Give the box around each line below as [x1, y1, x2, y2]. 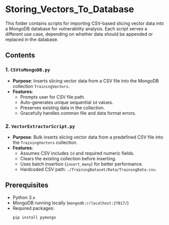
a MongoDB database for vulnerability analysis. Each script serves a [5, 25, 148, 31]
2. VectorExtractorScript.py [5, 122, 75, 129]
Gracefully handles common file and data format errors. [20, 110, 137, 116]
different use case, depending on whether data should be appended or [5, 31, 153, 37]
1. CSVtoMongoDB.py [5, 66, 51, 73]
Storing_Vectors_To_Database [5, 4, 134, 15]
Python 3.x [12, 194, 35, 200]
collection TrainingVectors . [12, 83, 70, 89]
